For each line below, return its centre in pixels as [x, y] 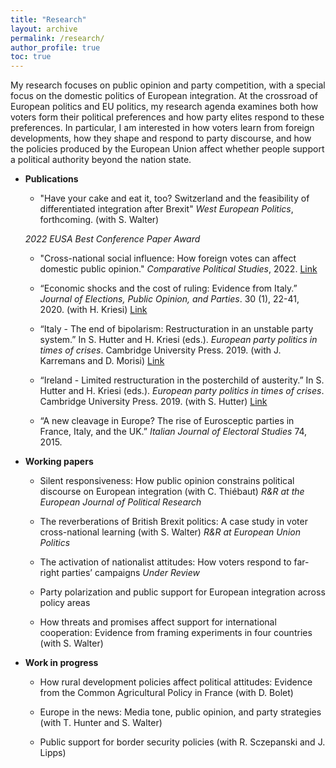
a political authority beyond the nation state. [101, 160]
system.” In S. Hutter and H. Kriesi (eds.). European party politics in [178, 340]
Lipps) [53, 753]
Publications [51, 179]
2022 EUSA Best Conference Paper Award [112, 239]
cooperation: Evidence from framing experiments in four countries [176, 633]
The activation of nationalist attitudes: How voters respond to [165, 562]
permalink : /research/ [57, 38]
